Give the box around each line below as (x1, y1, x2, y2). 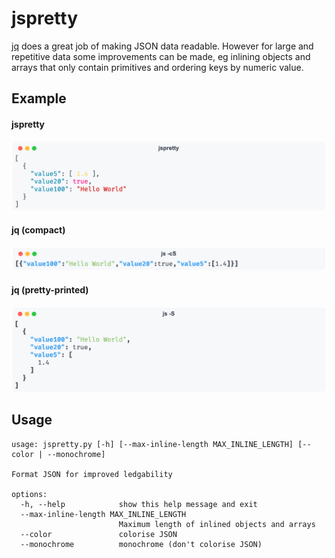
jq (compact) (11, 224, 66, 236)
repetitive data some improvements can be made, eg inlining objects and (11, 50, 311, 62)
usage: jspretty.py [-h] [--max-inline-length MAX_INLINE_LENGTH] (11, 439, 294, 449)
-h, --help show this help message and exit (20, 499, 258, 509)
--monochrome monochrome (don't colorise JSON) (20, 539, 263, 549)
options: (11, 489, 48, 499)
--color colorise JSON (20, 529, 178, 539)
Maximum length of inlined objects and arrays (118, 519, 316, 529)
